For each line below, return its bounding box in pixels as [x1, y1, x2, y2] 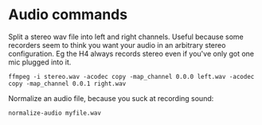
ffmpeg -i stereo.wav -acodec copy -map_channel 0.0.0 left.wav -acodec [8, 72, 255, 80]
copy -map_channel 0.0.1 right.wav [8, 80, 127, 88]
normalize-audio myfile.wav [8, 109, 102, 117]
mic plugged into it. [8, 57, 72, 67]
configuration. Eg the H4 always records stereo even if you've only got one [8, 49, 255, 58]
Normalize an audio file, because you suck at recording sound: [8, 93, 214, 103]
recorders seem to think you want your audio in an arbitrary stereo [8, 40, 226, 49]
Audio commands [8, 6, 128, 24]
